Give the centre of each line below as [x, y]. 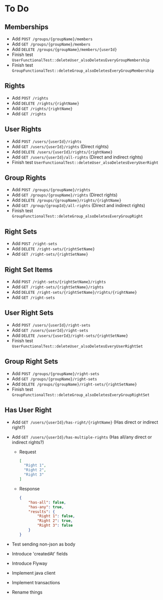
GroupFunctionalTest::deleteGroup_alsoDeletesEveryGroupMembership [83, 71]
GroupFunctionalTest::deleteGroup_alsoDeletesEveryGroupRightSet [81, 395]
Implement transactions [36, 582]
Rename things [27, 592]
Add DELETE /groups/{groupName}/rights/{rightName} [67, 200]
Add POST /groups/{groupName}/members [52, 39]
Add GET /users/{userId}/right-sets [50, 330]
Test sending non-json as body [43, 544]
